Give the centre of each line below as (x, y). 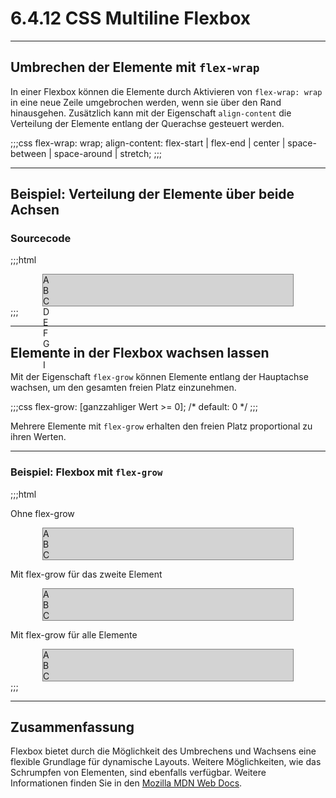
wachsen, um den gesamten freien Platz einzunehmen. (123, 388)
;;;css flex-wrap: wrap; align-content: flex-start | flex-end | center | (148, 143)
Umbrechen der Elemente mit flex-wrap (135, 67)
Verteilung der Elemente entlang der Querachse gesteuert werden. (147, 123)
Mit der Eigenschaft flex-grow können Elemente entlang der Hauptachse (159, 377)
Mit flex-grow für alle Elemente (74, 634)
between (28, 153)
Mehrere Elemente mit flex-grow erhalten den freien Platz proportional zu (161, 426)
